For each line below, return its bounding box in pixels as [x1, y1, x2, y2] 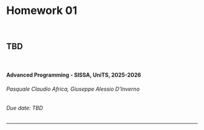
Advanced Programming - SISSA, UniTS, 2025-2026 [6, 71, 141, 79]
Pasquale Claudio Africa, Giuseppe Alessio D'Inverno [6, 85, 140, 92]
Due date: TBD [6, 104, 44, 111]
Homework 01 [6, 4, 78, 18]
